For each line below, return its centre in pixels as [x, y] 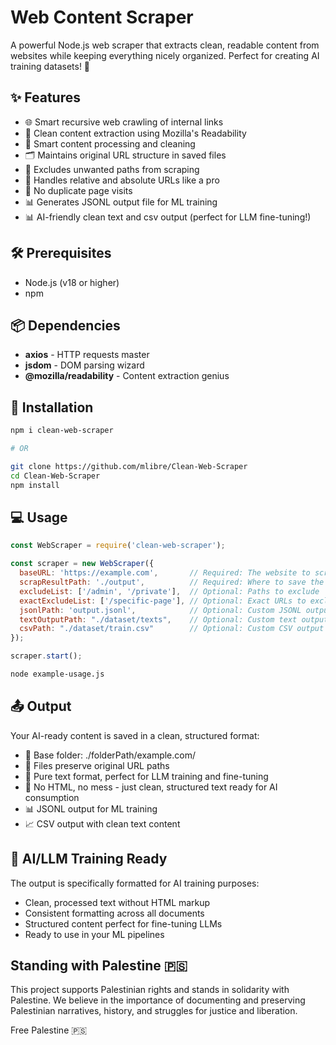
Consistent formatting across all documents [114, 913]
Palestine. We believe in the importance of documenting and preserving [158, 1000]
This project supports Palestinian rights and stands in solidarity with [150, 990]
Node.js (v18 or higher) [72, 282]
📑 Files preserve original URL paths [97, 765]
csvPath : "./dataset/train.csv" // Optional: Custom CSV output [172, 629]
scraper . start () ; [46, 656]
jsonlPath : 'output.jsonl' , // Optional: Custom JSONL [160, 610]
